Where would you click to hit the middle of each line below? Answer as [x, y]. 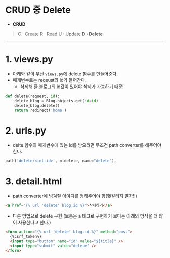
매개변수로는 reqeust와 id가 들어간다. [50, 80]
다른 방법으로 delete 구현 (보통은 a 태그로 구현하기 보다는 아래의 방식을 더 [85, 216]
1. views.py [29, 59]
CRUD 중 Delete [38, 10]
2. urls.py [26, 130]
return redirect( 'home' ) [40, 110]
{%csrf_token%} [26, 236]
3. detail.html [34, 181]
